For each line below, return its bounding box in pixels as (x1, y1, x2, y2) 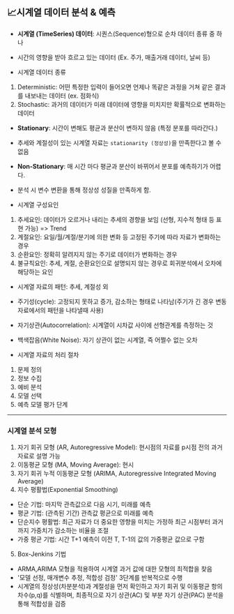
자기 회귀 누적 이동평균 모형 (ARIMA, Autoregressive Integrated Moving (17, 470, 217, 478)
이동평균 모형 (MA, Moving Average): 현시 (17, 460, 134, 469)
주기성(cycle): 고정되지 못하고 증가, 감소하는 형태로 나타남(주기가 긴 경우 (17, 297, 214, 306)
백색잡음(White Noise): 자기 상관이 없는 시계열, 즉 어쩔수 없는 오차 (17, 336, 198, 344)
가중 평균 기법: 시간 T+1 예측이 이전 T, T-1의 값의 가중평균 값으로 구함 (17, 535, 205, 544)
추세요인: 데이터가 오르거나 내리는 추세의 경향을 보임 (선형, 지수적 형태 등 (17, 215, 214, 223)
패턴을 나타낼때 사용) (47, 306, 104, 314)
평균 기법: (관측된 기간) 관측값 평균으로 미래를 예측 (17, 509, 155, 518)
